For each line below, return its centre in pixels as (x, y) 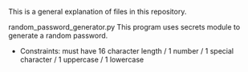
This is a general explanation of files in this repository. (98, 12)
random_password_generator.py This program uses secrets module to (124, 27)
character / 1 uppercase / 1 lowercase (82, 60)
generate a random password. (58, 36)
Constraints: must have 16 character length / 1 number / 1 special (127, 51)
